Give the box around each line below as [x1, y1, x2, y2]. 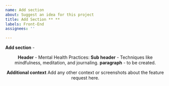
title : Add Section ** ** [5, 17, 60, 22]
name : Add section [5, 7, 44, 13]
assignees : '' [5, 26, 36, 31]
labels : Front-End [5, 21, 44, 27]
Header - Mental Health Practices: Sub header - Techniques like [17, 54, 153, 61]
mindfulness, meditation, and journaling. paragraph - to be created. [14, 60, 156, 66]
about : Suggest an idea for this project [5, 12, 94, 17]
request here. [71, 75, 99, 81]
